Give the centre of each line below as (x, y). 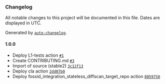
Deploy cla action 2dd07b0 (39, 71)
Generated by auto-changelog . (36, 33)
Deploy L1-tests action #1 (38, 55)
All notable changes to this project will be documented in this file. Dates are (83, 18)
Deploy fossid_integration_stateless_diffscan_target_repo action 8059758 (86, 76)
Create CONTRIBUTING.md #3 (43, 60)
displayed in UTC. (23, 23)
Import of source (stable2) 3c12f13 (48, 66)
